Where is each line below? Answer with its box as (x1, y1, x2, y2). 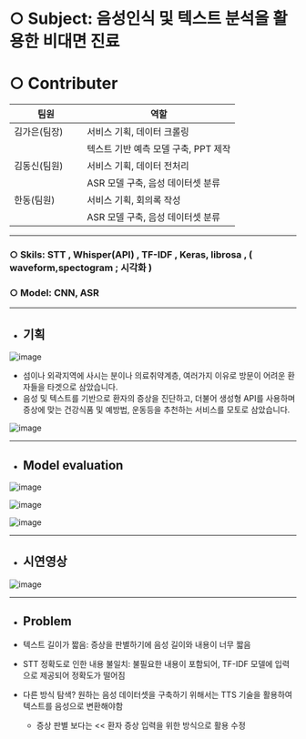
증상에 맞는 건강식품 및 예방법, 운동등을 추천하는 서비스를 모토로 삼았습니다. (22, 404, 291, 415)
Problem (22, 613, 72, 629)
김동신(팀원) (14, 160, 64, 173)
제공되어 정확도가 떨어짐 (39, 670, 126, 681)
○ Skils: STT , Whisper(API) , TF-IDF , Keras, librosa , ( (9, 248, 253, 261)
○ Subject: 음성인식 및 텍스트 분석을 (9, 8, 270, 29)
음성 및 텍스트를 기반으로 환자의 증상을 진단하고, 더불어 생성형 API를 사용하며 (22, 393, 296, 404)
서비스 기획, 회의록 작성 (87, 194, 181, 207)
